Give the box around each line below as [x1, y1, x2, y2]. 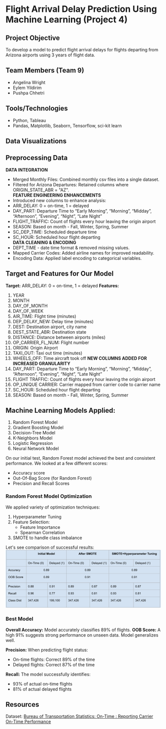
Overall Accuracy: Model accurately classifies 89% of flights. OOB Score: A [5, 627, 161, 633]
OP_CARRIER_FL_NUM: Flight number [12, 340, 89, 345]
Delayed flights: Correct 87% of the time [12, 661, 95, 668]
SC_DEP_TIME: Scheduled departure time [12, 229, 97, 235]
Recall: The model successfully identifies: [5, 671, 91, 677]
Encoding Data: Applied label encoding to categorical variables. [12, 255, 142, 261]
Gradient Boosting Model [12, 425, 64, 430]
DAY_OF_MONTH [12, 302, 48, 308]
